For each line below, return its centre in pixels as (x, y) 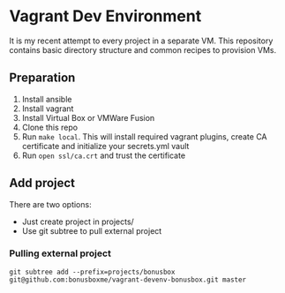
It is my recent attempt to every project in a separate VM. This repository (141, 41)
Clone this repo (49, 127)
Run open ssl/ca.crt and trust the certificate (104, 155)
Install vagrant (48, 109)
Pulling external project (60, 253)
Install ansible (47, 99)
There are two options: (50, 204)
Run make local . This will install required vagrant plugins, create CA (144, 136)
